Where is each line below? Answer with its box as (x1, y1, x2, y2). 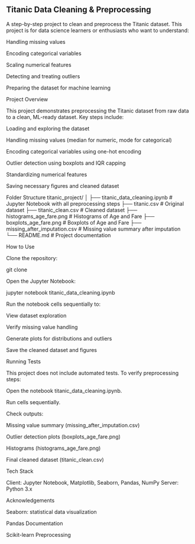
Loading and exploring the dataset (6, 124, 90, 132)
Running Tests (6, 358, 41, 365)
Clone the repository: (6, 254, 58, 261)
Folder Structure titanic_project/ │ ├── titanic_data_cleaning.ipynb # (6, 194, 173, 201)
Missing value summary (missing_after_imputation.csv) (6, 421, 140, 428)
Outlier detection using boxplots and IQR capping (6, 159, 126, 167)
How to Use (6, 243, 35, 250)
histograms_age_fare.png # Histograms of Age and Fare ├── (6, 213, 155, 220)
